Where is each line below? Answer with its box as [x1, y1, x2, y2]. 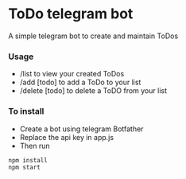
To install [8, 106, 45, 117]
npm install [8, 156, 48, 164]
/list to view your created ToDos [19, 69, 125, 79]
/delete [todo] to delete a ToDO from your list [19, 86, 167, 95]
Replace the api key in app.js [19, 132, 114, 142]
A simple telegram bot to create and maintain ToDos [8, 31, 179, 41]
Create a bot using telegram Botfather [19, 124, 144, 134]
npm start [8, 163, 41, 171]
